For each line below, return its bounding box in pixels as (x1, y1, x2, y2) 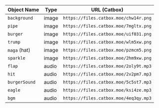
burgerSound (7, 79, 36, 85)
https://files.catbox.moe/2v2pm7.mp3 (63, 72, 152, 77)
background (7, 15, 33, 21)
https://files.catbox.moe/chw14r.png (63, 15, 152, 21)
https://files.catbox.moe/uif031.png (63, 32, 152, 36)
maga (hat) (7, 47, 31, 53)
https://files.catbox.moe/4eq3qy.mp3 (63, 96, 152, 101)
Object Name (7, 6, 40, 13)
